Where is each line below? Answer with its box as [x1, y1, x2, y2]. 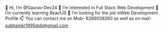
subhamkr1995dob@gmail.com [5, 23, 69, 28]
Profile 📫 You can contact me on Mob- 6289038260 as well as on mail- [5, 15, 152, 21]
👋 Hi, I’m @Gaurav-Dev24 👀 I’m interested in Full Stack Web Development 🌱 [5, 5, 159, 10]
